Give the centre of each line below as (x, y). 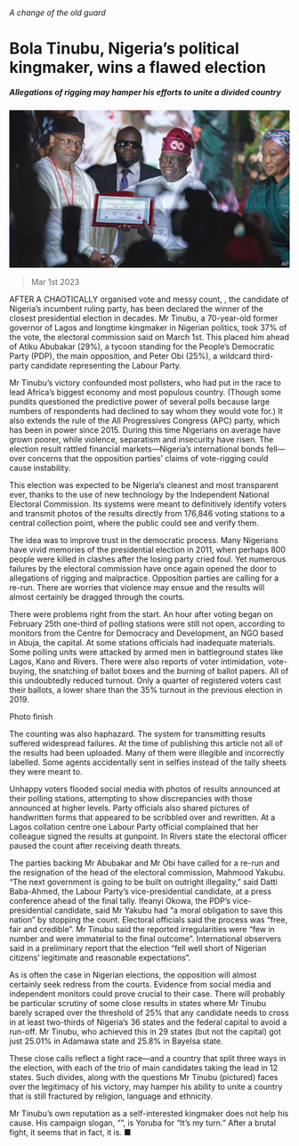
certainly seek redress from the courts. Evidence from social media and (140, 985)
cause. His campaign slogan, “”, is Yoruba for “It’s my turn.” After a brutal (143, 1123)
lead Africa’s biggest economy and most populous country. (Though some (145, 393)
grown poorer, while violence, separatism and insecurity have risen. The (141, 440)
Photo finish (31, 717)
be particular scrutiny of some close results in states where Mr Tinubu (138, 1004)
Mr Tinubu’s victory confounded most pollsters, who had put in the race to (145, 383)
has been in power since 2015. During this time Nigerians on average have (145, 430)
